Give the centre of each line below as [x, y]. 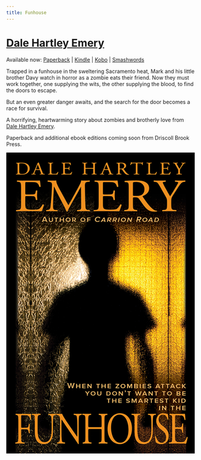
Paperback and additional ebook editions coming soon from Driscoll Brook [98, 138]
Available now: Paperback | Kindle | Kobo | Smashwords [75, 59]
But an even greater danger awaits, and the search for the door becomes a [98, 102]
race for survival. [27, 108]
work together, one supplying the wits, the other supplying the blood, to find [100, 84]
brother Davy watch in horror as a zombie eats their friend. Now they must [98, 77]
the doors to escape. [32, 90]
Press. [14, 144]
